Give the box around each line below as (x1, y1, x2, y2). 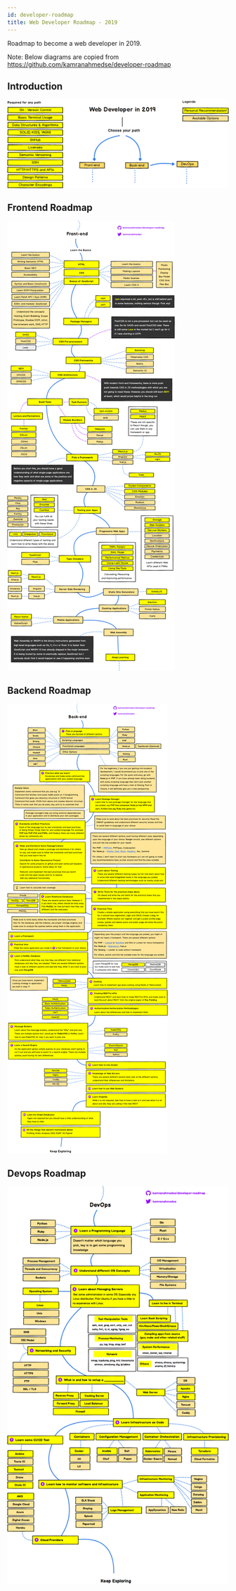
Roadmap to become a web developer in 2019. (7, 39, 142, 47)
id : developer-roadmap (7, 11, 74, 18)
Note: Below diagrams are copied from (7, 53, 119, 61)
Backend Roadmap (7, 684, 91, 696)
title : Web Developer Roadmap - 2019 (7, 18, 118, 26)
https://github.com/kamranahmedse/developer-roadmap (7, 60, 171, 68)
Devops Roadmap (7, 1167, 86, 1179)
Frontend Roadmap (7, 202, 93, 214)
